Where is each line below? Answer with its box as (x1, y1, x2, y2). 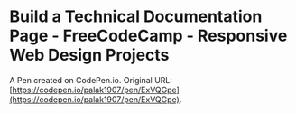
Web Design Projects (9, 45, 170, 65)
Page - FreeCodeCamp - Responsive (9, 25, 288, 46)
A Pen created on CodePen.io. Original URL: (9, 74, 173, 85)
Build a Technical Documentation (9, 6, 263, 27)
